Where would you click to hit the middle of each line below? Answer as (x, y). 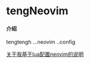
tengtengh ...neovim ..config (41, 42)
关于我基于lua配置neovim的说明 (45, 54)
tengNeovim (37, 11)
